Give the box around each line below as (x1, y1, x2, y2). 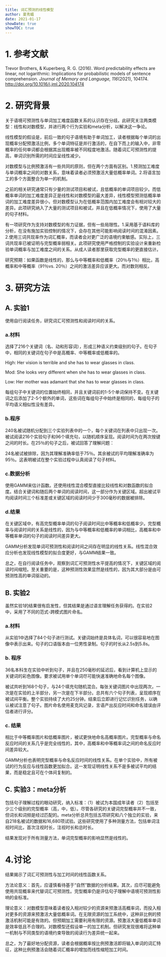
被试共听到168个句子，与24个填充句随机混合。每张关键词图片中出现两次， (5, 683, 157, 690)
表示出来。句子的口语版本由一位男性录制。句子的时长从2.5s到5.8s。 (13, 641, 152, 647)
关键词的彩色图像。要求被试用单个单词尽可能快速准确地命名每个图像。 (5, 673, 148, 679)
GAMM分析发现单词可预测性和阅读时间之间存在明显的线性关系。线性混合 (5, 544, 154, 550)
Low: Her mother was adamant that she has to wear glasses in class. (5, 379, 145, 385)
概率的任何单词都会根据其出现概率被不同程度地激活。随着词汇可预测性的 (5, 147, 152, 152)
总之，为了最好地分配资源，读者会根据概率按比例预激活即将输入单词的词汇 (5, 940, 157, 946)
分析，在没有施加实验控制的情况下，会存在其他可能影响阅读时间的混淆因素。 (5, 228, 161, 234)
